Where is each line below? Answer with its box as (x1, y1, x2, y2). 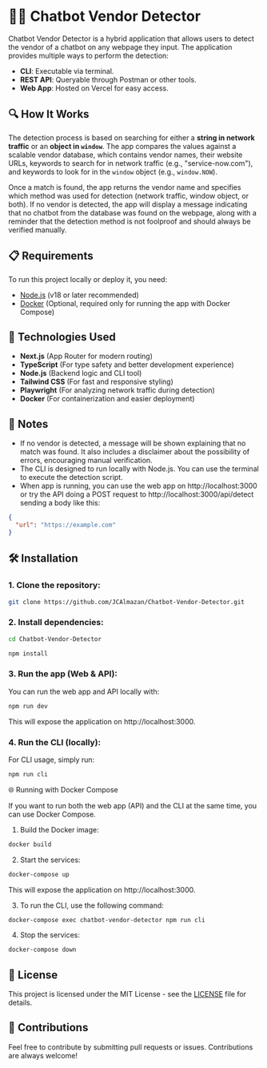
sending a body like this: (19, 498, 101, 508)
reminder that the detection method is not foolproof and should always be (8, 216, 251, 226)
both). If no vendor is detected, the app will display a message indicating (8, 199, 248, 209)
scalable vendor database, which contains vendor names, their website (8, 150, 243, 159)
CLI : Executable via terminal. (19, 66, 114, 75)
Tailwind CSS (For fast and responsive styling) (19, 377, 174, 387)
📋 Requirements (8, 249, 94, 263)
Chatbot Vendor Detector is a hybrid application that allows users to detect (8, 34, 254, 43)
